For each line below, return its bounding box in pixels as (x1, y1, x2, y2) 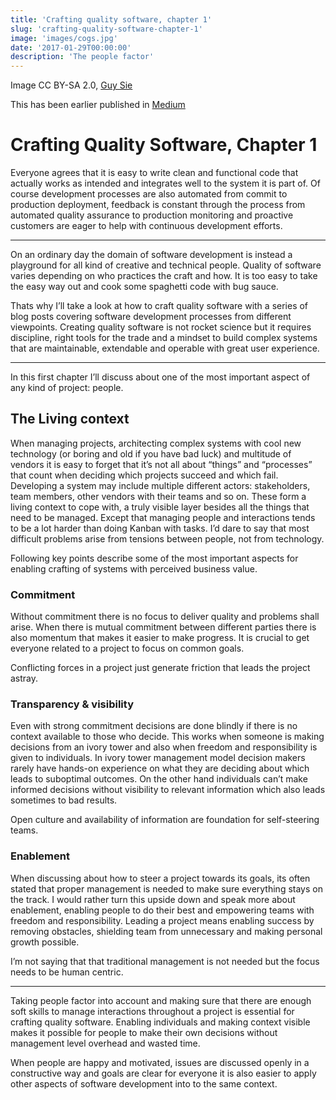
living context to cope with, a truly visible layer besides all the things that (10, 501, 310, 513)
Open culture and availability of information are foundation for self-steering (10, 814, 320, 826)
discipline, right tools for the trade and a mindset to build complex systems (10, 332, 318, 344)
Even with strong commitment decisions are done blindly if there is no (10, 720, 298, 732)
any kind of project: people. (10, 382, 124, 394)
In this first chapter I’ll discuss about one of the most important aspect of (10, 371, 311, 383)
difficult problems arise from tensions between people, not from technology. (10, 532, 325, 545)
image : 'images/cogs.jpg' (10, 33, 118, 43)
